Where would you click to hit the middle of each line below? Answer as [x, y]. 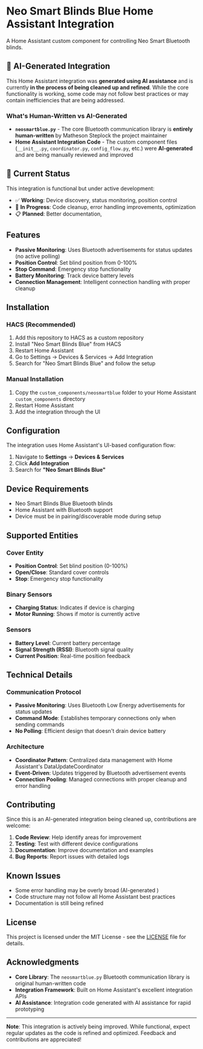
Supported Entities [42, 535]
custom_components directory [50, 399]
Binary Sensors [29, 594]
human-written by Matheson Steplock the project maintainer [91, 136]
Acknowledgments [43, 962]
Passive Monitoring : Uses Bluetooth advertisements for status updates [104, 250]
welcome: [18, 826]
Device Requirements [48, 489]
